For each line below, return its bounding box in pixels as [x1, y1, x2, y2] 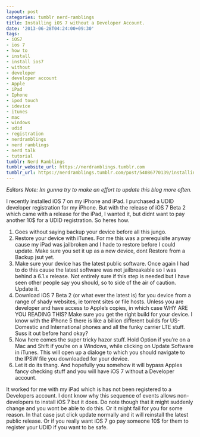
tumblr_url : [6, 170, 36, 176]
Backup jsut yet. [14, 254, 55, 260]
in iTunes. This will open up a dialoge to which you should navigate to [14, 349, 186, 356]
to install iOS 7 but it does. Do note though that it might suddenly [35, 398, 193, 405]
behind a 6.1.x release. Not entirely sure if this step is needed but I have [14, 273, 190, 279]
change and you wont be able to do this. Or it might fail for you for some [6, 405, 183, 412]
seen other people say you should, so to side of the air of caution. [14, 279, 177, 286]
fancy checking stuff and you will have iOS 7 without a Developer [14, 368, 174, 375]
